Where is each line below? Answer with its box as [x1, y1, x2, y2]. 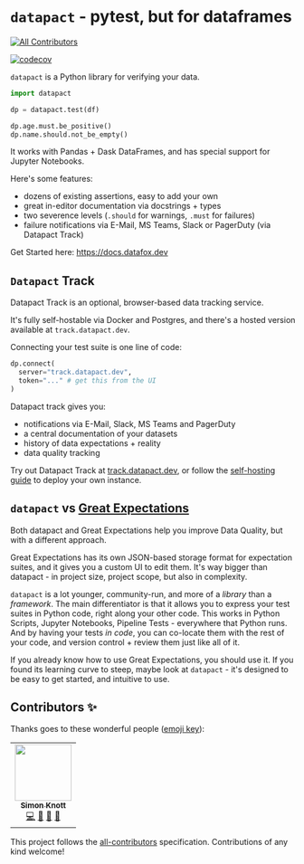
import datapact [10, 89, 71, 98]
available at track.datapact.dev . [10, 324, 130, 336]
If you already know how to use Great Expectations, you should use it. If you [10, 654, 294, 665]
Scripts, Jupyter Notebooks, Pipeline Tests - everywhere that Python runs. [10, 617, 288, 628]
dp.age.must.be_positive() [10, 121, 112, 130]
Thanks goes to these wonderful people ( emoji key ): [10, 724, 205, 735]
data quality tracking [23, 447, 100, 458]
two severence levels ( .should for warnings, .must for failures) [23, 210, 256, 221]
